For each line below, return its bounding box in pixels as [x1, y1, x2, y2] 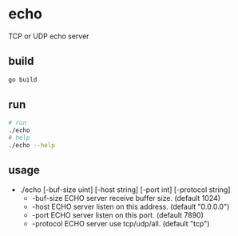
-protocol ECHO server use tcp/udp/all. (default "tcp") [31, 218, 210, 228]
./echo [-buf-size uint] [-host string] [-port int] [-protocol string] [19, 185, 231, 194]
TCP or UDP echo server [8, 31, 89, 41]
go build [8, 75, 38, 84]
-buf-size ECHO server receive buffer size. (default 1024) [31, 193, 221, 202]
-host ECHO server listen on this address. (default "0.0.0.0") [31, 202, 230, 211]
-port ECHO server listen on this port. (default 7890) [31, 210, 204, 220]
